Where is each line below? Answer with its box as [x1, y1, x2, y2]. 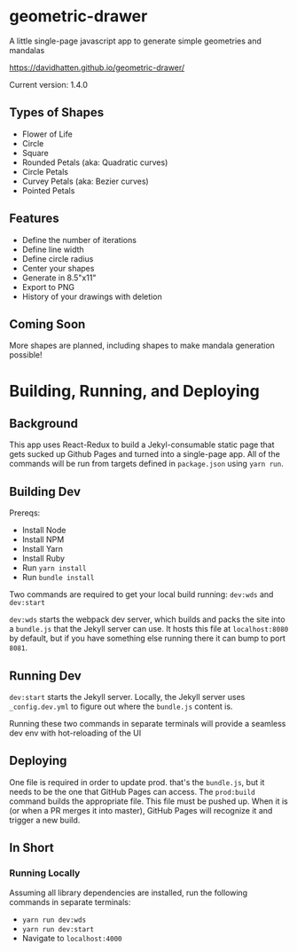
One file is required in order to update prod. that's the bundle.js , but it [9, 776, 265, 787]
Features [9, 211, 59, 226]
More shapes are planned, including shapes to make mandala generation [9, 340, 275, 351]
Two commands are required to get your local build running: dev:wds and [9, 589, 274, 600]
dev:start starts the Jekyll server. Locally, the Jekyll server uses [9, 692, 246, 702]
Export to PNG [21, 281, 75, 292]
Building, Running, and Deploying [9, 381, 260, 401]
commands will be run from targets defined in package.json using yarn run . [9, 459, 284, 469]
